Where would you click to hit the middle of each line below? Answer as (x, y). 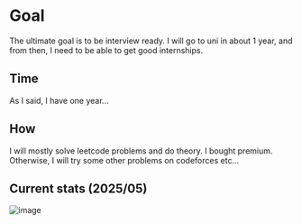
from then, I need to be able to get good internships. (106, 50)
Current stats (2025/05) (78, 188)
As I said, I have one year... (59, 100)
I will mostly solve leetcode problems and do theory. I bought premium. (141, 151)
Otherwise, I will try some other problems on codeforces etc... (124, 160)
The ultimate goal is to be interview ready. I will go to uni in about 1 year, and (151, 41)
